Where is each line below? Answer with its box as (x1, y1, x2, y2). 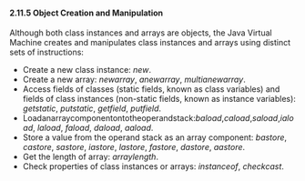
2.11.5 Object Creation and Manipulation (9, 7, 164, 18)
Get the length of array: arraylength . (22, 151, 159, 163)
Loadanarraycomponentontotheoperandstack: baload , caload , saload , (22, 113, 280, 124)
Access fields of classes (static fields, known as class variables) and (22, 84, 280, 95)
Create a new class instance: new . (22, 65, 152, 75)
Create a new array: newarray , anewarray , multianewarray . (22, 74, 246, 85)
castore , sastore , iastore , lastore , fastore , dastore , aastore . (22, 142, 246, 153)
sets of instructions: (9, 46, 85, 58)
